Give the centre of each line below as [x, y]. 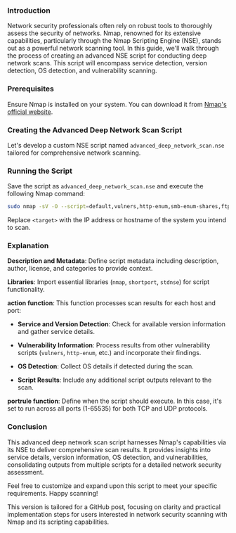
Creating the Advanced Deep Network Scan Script [95, 130]
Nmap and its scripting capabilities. [58, 522]
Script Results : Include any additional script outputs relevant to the [114, 380]
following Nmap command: [46, 194]
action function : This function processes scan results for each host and [111, 303]
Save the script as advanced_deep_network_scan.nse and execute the [105, 186]
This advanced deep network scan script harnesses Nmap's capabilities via [117, 442]
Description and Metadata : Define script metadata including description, [113, 261]
